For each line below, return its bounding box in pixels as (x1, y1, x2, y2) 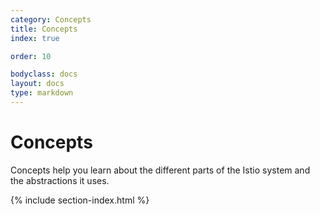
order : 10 (10, 51, 52, 61)
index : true (10, 33, 60, 43)
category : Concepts (10, 14, 92, 25)
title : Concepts (10, 24, 78, 34)
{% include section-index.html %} (10, 194, 150, 206)
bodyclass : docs (10, 69, 78, 80)
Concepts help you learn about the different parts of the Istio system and (10, 164, 311, 176)
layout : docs (10, 79, 65, 89)
